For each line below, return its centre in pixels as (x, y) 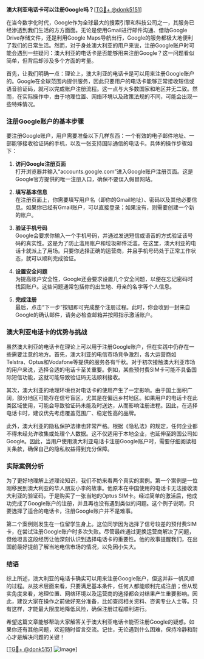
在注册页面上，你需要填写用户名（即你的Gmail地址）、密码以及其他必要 (104, 200)
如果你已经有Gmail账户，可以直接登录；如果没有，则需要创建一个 (107, 207)
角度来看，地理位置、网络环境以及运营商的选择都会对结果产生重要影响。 (102, 594)
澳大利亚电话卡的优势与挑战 (47, 332)
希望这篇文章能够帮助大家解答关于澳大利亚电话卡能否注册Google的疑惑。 (98, 622)
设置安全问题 (31, 271)
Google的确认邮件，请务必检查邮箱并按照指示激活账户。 (85, 315)
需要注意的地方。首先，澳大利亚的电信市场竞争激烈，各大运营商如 (94, 354)
